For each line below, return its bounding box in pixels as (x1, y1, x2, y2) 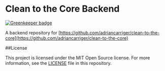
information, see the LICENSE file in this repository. (5, 60, 112, 66)
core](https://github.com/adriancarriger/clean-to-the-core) (5, 35, 129, 41)
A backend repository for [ (5, 29, 61, 35)
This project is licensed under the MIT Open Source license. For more (5, 54, 150, 61)
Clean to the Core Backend (5, 3, 120, 15)
